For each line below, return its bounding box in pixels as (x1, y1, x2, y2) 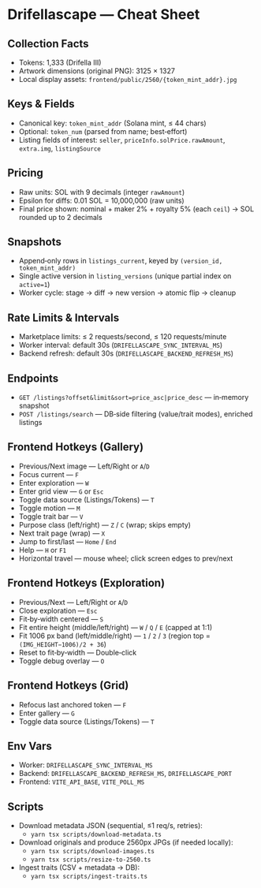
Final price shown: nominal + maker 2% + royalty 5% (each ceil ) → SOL (18, 203, 255, 214)
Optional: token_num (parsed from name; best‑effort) (18, 126, 188, 136)
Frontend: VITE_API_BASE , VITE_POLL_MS (18, 777, 145, 786)
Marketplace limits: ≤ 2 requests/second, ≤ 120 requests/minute (18, 332, 227, 341)
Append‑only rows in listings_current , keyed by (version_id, (18, 256, 223, 266)
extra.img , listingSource (18, 144, 102, 153)
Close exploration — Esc (18, 606, 98, 615)
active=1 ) (18, 280, 50, 289)
